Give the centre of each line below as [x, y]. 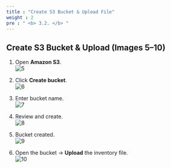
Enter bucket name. [39, 99]
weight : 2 [20, 18]
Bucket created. [35, 135]
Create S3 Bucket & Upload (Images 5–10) [86, 47]
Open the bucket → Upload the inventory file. [71, 153]
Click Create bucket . [41, 80]
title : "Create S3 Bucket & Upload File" [60, 12]
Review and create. [39, 117]
